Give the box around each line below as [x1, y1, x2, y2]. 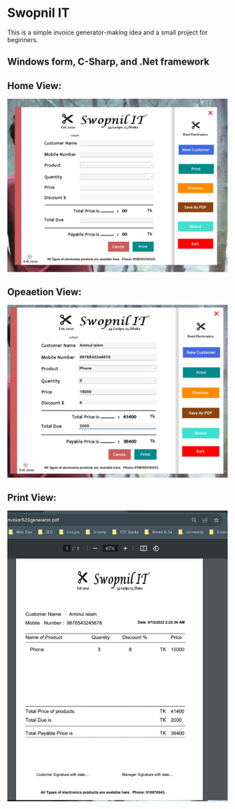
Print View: [7, 491, 57, 503]
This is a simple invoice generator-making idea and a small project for [7, 28, 208, 36]
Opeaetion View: [7, 286, 82, 297]
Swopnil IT [7, 5, 70, 21]
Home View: [7, 79, 62, 92]
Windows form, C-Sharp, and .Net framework [7, 56, 210, 68]
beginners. [7, 35, 38, 44]
